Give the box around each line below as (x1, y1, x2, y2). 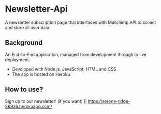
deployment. (5, 57, 30, 63)
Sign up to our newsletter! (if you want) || (5, 98, 87, 104)
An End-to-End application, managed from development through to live (5, 51, 146, 57)
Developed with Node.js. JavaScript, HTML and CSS (12, 66, 117, 72)
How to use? (5, 85, 44, 94)
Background (5, 39, 43, 47)
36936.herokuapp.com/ (5, 103, 52, 109)
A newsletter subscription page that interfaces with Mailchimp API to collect (5, 19, 156, 25)
